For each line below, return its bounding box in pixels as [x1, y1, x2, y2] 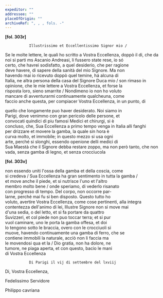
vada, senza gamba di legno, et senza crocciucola [5, 149, 106, 155]
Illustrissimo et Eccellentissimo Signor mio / [29, 43, 127, 49]
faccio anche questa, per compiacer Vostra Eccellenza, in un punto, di [5, 98, 146, 105]
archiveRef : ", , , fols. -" [5, 20, 64, 26]
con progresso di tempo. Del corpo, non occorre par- [5, 189, 112, 194]
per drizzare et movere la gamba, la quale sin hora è [5, 128, 109, 134]
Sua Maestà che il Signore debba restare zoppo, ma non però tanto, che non [5, 144, 158, 150]
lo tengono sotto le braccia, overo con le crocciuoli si [5, 225, 111, 231]
